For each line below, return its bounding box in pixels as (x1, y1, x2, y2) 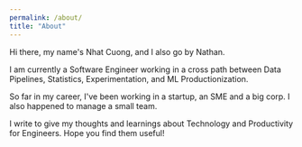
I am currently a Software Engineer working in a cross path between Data (9, 64, 282, 75)
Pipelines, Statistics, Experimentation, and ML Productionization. (9, 73, 249, 84)
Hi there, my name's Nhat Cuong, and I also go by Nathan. (9, 46, 225, 57)
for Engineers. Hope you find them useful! (9, 127, 165, 138)
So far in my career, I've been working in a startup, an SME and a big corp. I (9, 91, 290, 102)
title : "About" (9, 22, 67, 31)
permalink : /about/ (9, 13, 83, 23)
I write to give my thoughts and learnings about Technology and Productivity (9, 118, 294, 129)
